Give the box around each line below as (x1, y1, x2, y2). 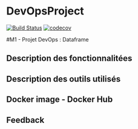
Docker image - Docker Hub (6, 95, 113, 105)
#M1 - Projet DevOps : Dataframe (6, 36, 89, 43)
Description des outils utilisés (6, 74, 121, 84)
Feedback (6, 115, 45, 125)
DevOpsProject (6, 4, 85, 18)
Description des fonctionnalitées (6, 53, 133, 64)
